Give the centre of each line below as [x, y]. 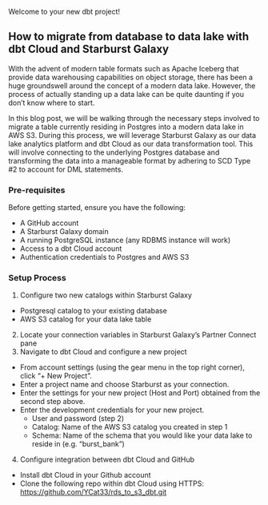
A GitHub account [49, 223]
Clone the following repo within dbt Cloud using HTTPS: [112, 483]
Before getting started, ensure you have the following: [97, 208]
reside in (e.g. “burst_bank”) [78, 444]
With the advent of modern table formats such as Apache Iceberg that [124, 68]
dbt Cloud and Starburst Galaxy [89, 49]
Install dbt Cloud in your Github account [85, 475]
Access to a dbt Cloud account [71, 248]
